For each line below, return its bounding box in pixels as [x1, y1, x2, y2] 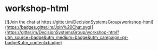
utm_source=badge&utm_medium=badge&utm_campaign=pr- [5, 34, 129, 40]
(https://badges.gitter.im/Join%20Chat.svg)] [5, 24, 93, 30]
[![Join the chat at [5, 19, 41, 25]
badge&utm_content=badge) [5, 39, 62, 45]
